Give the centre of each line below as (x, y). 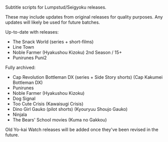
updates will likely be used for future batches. (53, 22)
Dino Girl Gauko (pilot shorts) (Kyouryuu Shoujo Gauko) (70, 109)
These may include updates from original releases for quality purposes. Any (84, 17)
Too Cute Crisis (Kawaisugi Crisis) (48, 104)
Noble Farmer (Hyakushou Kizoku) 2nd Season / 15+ (67, 52)
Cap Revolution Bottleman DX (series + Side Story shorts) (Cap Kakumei (88, 77)
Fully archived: (20, 67)
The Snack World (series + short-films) (53, 42)
